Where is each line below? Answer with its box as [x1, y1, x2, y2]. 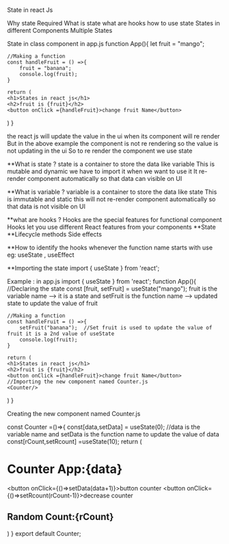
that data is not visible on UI [7, 202, 85, 210]
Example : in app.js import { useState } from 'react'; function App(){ [7, 277, 197, 285]
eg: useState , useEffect [7, 251, 75, 259]
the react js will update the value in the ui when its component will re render [7, 132, 220, 140]
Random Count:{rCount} [7, 511, 114, 523]
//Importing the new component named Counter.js [7, 378, 148, 385]
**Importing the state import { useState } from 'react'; [7, 264, 160, 272]
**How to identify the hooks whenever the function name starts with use [7, 243, 213, 251]
